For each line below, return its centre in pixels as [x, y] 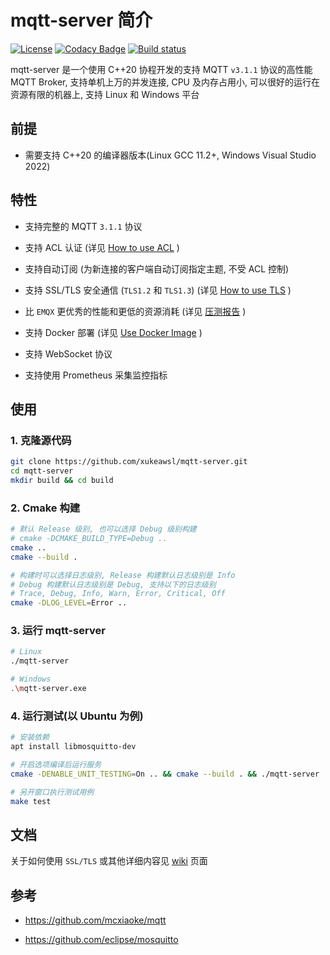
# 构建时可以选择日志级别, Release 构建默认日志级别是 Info [123, 575]
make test [31, 801]
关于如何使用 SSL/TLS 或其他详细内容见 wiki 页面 [109, 861]
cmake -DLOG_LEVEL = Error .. [69, 603]
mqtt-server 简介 [81, 20]
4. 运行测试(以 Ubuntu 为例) [77, 716]
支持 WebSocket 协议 [68, 353]
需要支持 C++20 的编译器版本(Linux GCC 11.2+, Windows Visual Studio [170, 155]
